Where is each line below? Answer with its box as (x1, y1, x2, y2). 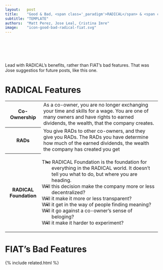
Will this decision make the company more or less (42, 183, 155, 190)
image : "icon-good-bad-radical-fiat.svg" (5, 25, 97, 30)
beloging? (51, 214, 74, 220)
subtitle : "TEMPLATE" (5, 16, 49, 21)
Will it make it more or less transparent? (42, 195, 132, 202)
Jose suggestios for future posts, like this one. (5, 68, 98, 73)
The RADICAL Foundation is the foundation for (42, 159, 147, 165)
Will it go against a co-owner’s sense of (42, 207, 132, 214)
